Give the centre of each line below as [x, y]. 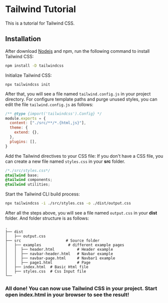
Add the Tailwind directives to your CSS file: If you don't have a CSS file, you [84, 156]
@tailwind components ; [29, 180]
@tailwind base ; [22, 175]
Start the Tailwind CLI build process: [43, 194]
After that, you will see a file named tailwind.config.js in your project [78, 93]
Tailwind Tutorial [41, 9]
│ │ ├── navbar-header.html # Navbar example [59, 254]
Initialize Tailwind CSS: [29, 75]
